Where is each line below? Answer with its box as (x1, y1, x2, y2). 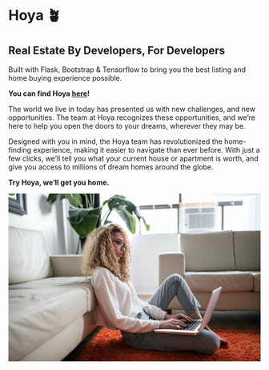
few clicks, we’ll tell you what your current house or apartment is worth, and (8, 153, 259, 163)
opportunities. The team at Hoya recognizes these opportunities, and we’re (8, 113, 256, 122)
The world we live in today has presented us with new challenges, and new (8, 105, 256, 113)
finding (8, 145, 32, 154)
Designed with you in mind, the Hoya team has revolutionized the (8, 137, 223, 146)
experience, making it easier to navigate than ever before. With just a (33, 145, 260, 154)
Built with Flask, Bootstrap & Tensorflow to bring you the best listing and (8, 65, 247, 74)
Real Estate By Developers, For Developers (8, 43, 226, 57)
